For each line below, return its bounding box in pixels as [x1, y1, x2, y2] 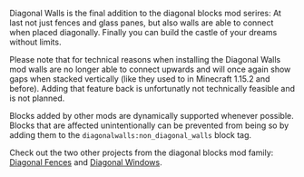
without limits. [9, 36, 62, 47]
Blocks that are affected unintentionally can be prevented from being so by [9, 120, 289, 131]
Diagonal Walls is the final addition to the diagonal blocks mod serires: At [9, 8, 281, 18]
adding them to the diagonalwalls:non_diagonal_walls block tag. [9, 130, 252, 140]
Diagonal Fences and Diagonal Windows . [9, 157, 162, 167]
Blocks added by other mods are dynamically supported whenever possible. [9, 111, 294, 121]
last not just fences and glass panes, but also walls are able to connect [9, 17, 274, 28]
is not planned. [9, 93, 65, 103]
